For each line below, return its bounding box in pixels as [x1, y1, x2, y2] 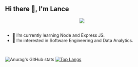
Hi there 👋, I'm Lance [5, 5, 69, 13]
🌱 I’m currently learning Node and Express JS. [12, 32, 105, 38]
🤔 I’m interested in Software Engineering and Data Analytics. [12, 37, 133, 43]
